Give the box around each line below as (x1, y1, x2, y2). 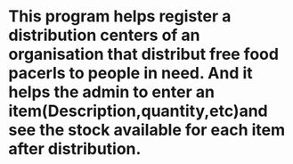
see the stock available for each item (8, 120, 286, 140)
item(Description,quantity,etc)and (8, 101, 268, 121)
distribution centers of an (8, 25, 201, 45)
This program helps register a (8, 6, 232, 27)
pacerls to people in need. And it (8, 63, 253, 84)
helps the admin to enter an (8, 82, 216, 102)
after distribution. (8, 139, 142, 160)
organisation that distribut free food (8, 45, 280, 64)
